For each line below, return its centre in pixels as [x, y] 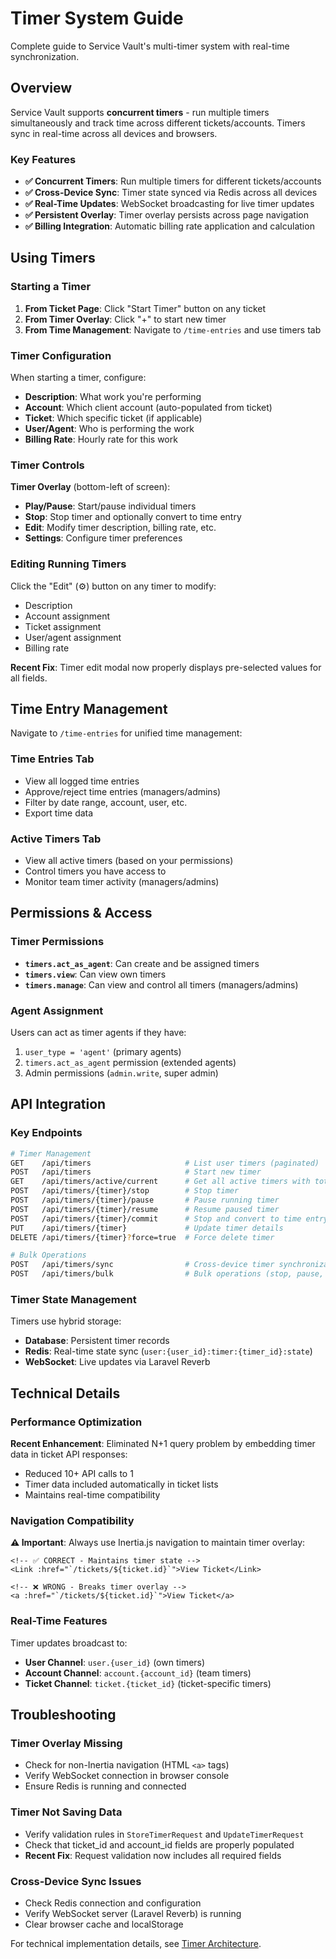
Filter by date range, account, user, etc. [106, 802]
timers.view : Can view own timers [95, 974]
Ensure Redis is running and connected [105, 1786]
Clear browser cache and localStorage [104, 1924]
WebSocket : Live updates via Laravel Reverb [117, 1362]
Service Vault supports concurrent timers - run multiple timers [140, 112]
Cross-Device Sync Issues [76, 1881]
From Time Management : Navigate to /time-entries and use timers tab [173, 329]
